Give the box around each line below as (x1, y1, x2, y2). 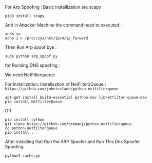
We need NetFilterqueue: (5, 72, 55, 78)
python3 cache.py (5, 153, 40, 158)
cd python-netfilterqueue (5, 126, 57, 131)
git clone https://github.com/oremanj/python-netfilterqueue (5, 122, 132, 126)
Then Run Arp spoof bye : (5, 44, 57, 50)
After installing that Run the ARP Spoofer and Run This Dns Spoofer (5, 139, 140, 144)
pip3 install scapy (5, 14, 45, 19)
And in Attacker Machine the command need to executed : (5, 22, 122, 28)
